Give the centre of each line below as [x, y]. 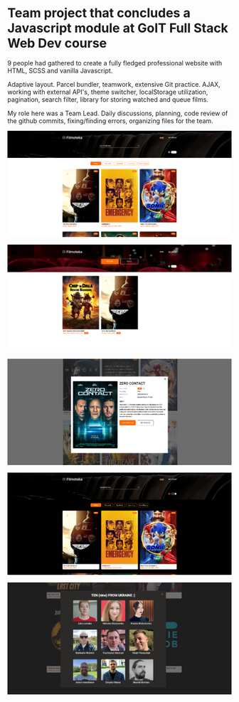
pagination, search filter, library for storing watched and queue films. [108, 99]
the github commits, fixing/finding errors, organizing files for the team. [110, 121]
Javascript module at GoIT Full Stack [118, 28]
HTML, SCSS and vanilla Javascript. [60, 70]
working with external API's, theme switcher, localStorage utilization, [108, 92]
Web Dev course [57, 43]
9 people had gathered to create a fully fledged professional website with [115, 63]
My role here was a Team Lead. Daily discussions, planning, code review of [118, 113]
